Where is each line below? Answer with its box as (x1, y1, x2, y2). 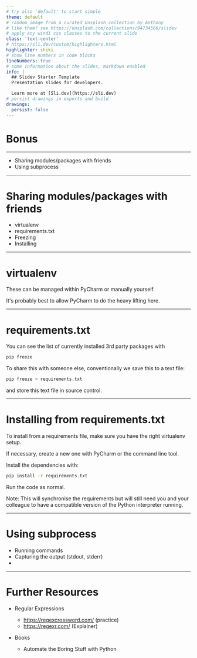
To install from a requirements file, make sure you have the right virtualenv (6, 432, 186, 439)
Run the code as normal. (6, 483, 66, 490)
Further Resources (6, 585, 98, 599)
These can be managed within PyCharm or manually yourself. (6, 286, 155, 293)
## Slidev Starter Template (11, 74, 80, 80)
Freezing (14, 234, 36, 241)
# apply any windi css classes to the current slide (6, 31, 138, 36)
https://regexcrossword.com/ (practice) (23, 616, 119, 623)
